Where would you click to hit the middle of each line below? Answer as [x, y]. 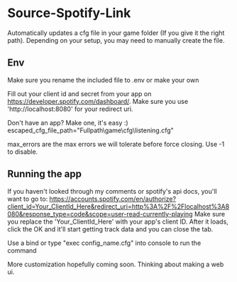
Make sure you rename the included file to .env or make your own [103, 80]
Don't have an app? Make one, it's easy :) [68, 122]
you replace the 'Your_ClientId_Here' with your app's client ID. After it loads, [118, 221]
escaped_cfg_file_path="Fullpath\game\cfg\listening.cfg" [90, 130]
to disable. [23, 152]
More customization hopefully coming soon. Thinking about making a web [116, 264]
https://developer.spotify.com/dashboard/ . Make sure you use [98, 101]
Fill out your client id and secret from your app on [79, 93]
